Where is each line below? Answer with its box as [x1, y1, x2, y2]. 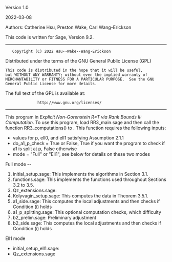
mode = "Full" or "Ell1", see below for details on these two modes [12, 151, 150, 157]
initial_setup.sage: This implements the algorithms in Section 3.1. [12, 171, 148, 177]
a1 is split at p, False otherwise [12, 146, 77, 152]
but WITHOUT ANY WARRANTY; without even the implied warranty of [5, 72, 147, 77]
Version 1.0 [5, 5, 29, 10]
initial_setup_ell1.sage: [12, 246, 60, 251]
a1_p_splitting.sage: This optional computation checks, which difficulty [12, 209, 161, 215]
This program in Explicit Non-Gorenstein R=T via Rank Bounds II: [5, 114, 142, 120]
